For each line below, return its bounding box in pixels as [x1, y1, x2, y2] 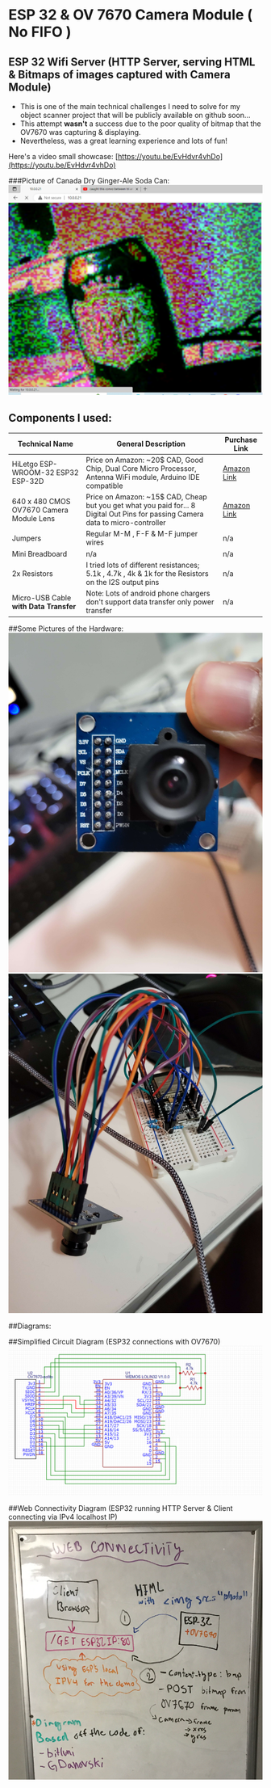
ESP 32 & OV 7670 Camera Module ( [8, 6, 253, 24]
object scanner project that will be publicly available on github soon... [19, 111, 251, 120]
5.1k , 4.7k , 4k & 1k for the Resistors [85, 568, 209, 578]
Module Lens [11, 513, 55, 523]
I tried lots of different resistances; [85, 560, 200, 570]
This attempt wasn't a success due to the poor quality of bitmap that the [19, 119, 262, 128]
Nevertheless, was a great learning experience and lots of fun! [19, 136, 228, 145]
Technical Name [17, 439, 74, 449]
